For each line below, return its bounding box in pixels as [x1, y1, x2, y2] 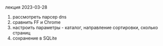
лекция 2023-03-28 [5, 4, 48, 10]
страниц [12, 30, 31, 35]
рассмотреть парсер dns [12, 14, 67, 19]
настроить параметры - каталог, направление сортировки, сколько [12, 24, 158, 30]
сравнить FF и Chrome [12, 19, 61, 25]
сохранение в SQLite [12, 35, 57, 41]
